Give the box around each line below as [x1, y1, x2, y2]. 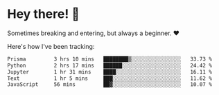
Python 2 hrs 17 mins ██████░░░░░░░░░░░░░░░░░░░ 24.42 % [7, 62, 213, 69]
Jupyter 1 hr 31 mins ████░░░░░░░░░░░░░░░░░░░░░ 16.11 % [7, 68, 213, 75]
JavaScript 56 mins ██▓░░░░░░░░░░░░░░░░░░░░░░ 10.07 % [7, 81, 213, 88]
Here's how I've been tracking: [7, 42, 95, 50]
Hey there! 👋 [7, 6, 80, 22]
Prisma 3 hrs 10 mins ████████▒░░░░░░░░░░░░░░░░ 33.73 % [7, 55, 213, 63]
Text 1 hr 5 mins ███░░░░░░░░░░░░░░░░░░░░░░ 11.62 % [7, 75, 213, 82]
